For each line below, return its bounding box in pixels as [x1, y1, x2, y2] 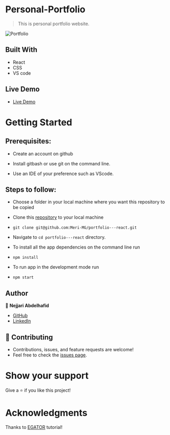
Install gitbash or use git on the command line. [12, 160, 111, 166]
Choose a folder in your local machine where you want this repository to [12, 199, 165, 205]
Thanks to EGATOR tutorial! [5, 424, 63, 430]
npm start [12, 275, 34, 280]
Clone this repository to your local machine [12, 214, 104, 220]
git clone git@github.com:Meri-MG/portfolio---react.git [12, 225, 137, 231]
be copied [12, 204, 34, 211]
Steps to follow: [5, 185, 56, 194]
